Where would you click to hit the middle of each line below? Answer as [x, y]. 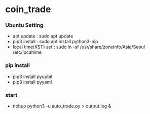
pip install [18, 65]
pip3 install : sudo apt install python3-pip [55, 42]
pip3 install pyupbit [32, 77]
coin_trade [28, 9]
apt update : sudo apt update [43, 36]
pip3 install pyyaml [32, 82]
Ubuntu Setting [24, 25]
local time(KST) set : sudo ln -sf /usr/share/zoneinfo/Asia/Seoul [79, 47]
